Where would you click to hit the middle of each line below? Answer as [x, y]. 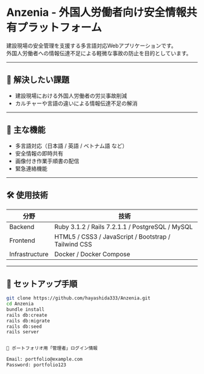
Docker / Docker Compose [92, 254]
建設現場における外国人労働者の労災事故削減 [71, 95]
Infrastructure [29, 254]
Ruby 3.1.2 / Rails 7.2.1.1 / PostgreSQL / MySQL [124, 227]
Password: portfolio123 [36, 365]
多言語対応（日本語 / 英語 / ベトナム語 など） [71, 146]
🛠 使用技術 [27, 195]
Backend [22, 227]
